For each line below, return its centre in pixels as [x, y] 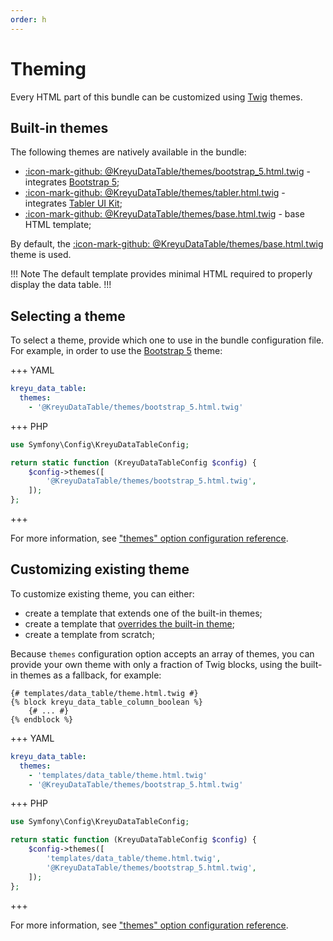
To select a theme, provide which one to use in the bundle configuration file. [167, 340]
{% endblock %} [42, 719]
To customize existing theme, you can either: [102, 593]
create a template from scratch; [89, 634]
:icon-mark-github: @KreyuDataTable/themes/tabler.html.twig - [155, 193]
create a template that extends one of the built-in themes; [143, 613]
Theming [48, 68]
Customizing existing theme [100, 569]
